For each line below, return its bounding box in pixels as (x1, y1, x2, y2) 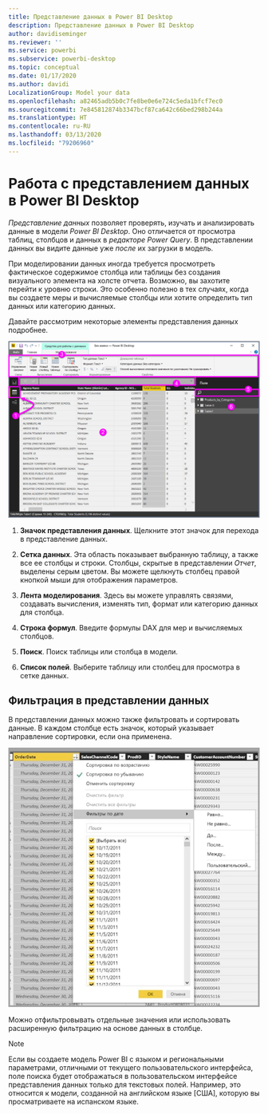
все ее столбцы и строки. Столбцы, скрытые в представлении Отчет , (19, 558, 257, 567)
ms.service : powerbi (8, 46, 77, 55)
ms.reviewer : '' (8, 38, 62, 46)
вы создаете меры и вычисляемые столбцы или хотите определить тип (8, 292, 253, 302)
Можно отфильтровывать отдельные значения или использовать (8, 1015, 231, 1025)
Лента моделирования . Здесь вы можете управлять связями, (19, 591, 234, 600)
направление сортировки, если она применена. (8, 732, 172, 741)
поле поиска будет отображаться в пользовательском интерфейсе (8, 1072, 238, 1081)
